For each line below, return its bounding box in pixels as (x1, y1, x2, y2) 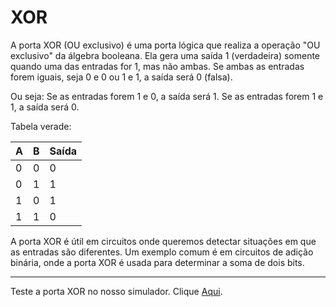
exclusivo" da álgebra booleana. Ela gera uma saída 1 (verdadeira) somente (10, 49, 321, 61)
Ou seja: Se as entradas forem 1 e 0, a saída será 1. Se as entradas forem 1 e (10, 90, 324, 102)
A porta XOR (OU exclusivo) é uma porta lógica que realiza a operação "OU (10, 39, 321, 51)
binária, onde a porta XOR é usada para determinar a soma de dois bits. (10, 256, 305, 268)
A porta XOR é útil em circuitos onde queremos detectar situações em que (10, 235, 317, 247)
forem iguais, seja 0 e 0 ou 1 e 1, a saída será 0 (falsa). (10, 71, 233, 83)
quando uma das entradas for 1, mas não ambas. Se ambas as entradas (10, 60, 305, 72)
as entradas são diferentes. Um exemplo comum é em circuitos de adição (10, 246, 314, 258)
